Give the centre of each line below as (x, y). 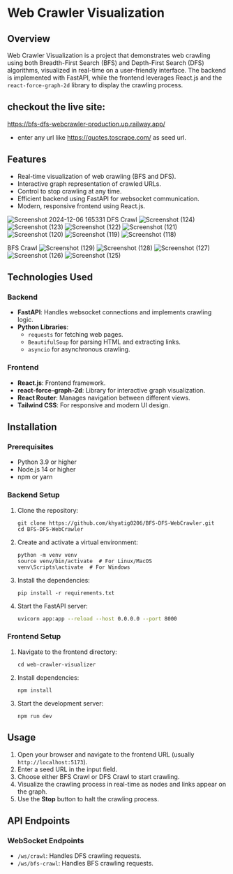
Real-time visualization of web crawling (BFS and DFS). (97, 176)
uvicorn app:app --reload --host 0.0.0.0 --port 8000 (97, 619)
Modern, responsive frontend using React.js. (81, 206)
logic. (25, 320)
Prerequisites (30, 446)
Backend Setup (34, 495)
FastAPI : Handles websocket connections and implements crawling (114, 312)
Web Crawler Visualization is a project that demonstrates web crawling (109, 55)
